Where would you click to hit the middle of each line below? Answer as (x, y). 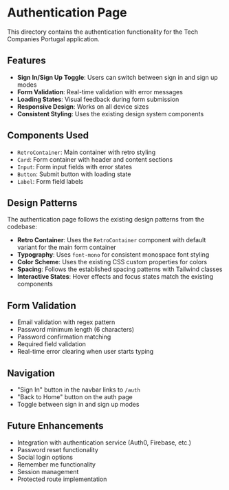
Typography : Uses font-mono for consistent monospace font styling (113, 255)
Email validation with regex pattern (66, 322)
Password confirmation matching (64, 337)
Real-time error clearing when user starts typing (85, 352)
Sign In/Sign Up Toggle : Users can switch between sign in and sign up (117, 77)
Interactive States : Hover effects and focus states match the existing (115, 277)
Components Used (48, 136)
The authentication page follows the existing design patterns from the (106, 220)
